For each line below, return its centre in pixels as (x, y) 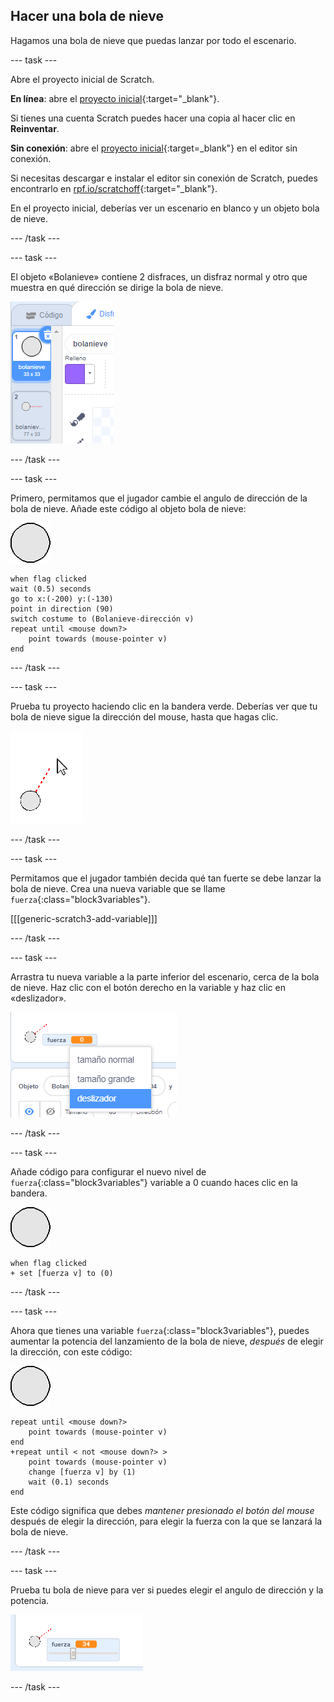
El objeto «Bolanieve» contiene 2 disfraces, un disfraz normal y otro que (159, 276)
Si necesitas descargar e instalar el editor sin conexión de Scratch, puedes (164, 178)
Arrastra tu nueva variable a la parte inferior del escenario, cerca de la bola (165, 976)
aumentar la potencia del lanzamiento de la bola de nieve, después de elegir (167, 1341)
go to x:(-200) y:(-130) (62, 599)
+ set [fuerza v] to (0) (62, 1273)
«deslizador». (38, 998)
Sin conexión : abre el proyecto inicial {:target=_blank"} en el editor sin (154, 148)
